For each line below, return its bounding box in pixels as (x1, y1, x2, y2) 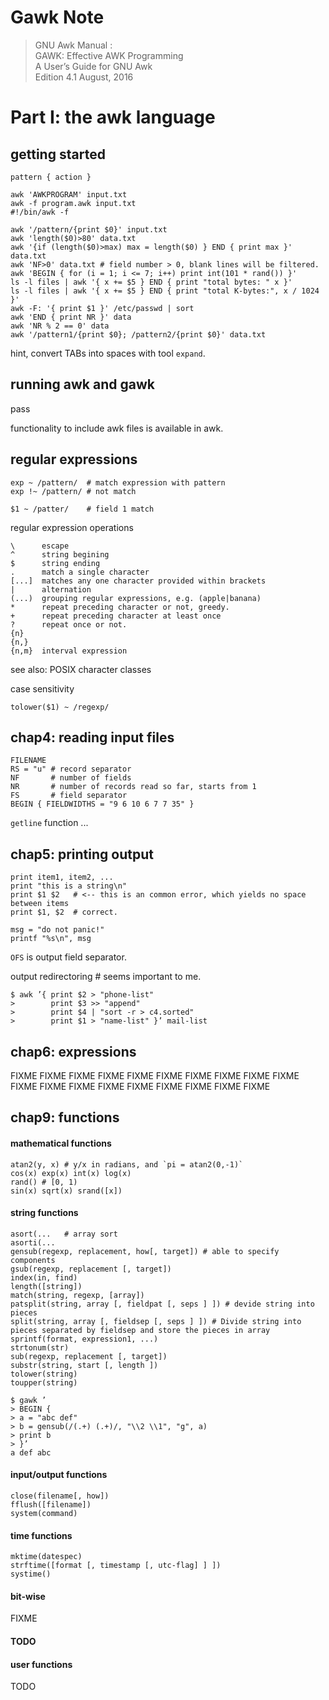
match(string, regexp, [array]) (10, 1290, 145, 1300)
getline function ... (10, 817, 89, 829)
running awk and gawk (10, 376, 155, 393)
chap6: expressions (10, 1043, 137, 1060)
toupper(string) (10, 1377, 78, 1388)
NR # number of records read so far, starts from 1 (10, 782, 257, 792)
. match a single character (10, 567, 150, 577)
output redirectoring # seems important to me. (10, 971, 202, 983)
